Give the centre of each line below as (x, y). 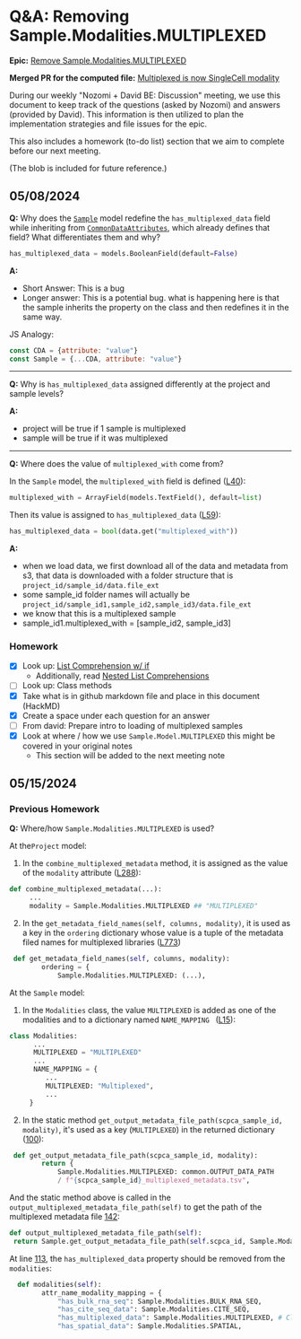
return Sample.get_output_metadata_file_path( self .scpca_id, (129, 1241)
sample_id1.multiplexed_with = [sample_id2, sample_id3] (126, 623)
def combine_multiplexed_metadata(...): (86, 889)
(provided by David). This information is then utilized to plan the (127, 114)
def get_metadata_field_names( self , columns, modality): (121, 959)
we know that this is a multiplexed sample (99, 614)
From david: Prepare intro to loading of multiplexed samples (133, 725)
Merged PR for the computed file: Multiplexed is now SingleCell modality (145, 77)
